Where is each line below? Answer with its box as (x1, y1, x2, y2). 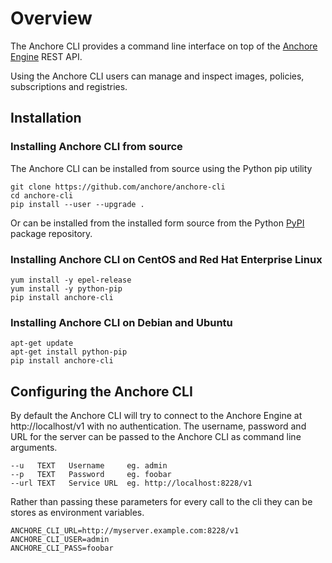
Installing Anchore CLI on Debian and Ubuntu (10, 315, 233, 329)
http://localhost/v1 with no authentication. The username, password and (10, 420, 307, 432)
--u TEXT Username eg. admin (10, 461, 168, 471)
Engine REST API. (10, 50, 83, 62)
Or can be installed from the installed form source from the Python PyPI (10, 217, 305, 229)
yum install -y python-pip (10, 283, 123, 294)
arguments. (10, 442, 58, 454)
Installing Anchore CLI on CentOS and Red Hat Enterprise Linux (10, 252, 323, 266)
